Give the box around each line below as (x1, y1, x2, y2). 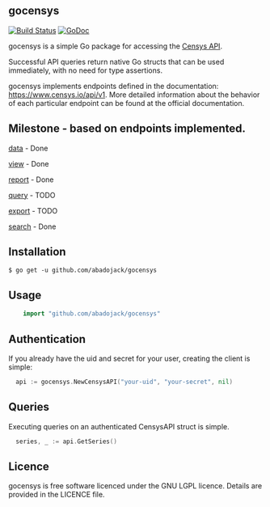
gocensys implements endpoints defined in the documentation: (8, 81, 219, 91)
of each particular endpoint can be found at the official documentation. (8, 98, 245, 108)
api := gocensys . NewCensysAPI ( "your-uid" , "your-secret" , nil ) (15, 378, 233, 386)
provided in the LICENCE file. (8, 490, 105, 500)
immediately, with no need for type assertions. (8, 65, 163, 75)
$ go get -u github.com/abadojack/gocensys (8, 266, 158, 275)
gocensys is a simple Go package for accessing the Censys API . (8, 41, 223, 51)
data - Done (8, 143, 49, 153)
